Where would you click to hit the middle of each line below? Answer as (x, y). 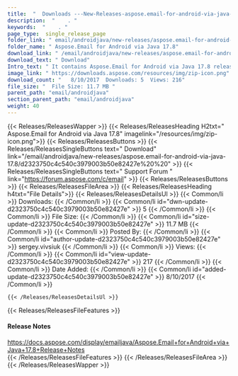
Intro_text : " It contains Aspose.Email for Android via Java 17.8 (109, 67)
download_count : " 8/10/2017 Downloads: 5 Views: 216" (96, 80)
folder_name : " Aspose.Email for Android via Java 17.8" (93, 47)
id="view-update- (125, 254)
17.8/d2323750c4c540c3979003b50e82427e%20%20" (89, 164)
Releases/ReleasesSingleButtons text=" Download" (82, 149)
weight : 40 (23, 106)
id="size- (196, 216)
